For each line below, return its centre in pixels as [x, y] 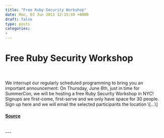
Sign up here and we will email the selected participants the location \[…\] [81, 104]
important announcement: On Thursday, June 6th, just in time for [72, 88]
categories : [18, 29]
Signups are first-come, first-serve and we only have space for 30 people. [82, 99]
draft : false [19, 19]
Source [13, 116]
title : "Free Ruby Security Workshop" [46, 10]
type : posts [18, 24]
